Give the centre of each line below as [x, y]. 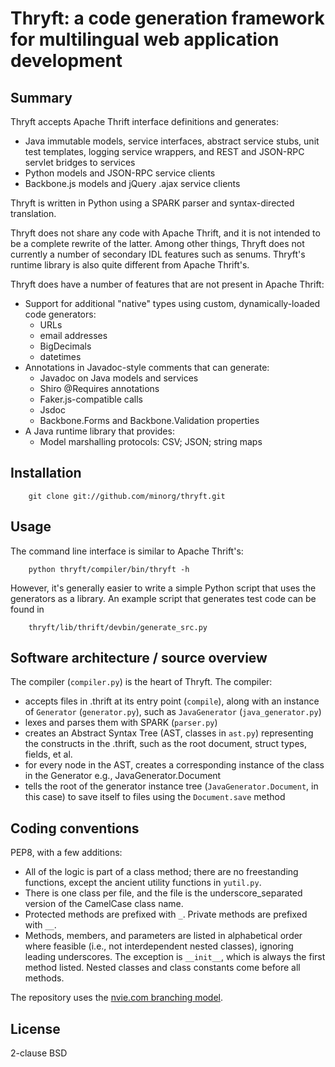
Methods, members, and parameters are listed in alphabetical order [163, 936]
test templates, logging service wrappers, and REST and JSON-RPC [164, 151]
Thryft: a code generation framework [167, 18]
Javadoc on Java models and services [119, 378]
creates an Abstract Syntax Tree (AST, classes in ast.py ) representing [169, 733]
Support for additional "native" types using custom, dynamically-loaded [172, 303]
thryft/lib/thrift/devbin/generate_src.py [118, 627]
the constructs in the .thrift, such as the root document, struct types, [165, 744]
